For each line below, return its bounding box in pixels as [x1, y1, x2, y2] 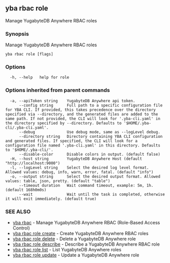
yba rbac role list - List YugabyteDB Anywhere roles [12, 247, 122, 252]
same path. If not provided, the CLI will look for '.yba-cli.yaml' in [5, 116, 160, 121]
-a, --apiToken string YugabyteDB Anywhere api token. [10, 98, 136, 103]
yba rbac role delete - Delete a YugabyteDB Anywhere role [12, 236, 136, 242]
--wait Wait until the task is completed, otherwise [18, 192, 165, 197]
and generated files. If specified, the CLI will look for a [5, 138, 138, 143]
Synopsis [5, 30, 29, 37]
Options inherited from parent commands [5, 86, 110, 94]
